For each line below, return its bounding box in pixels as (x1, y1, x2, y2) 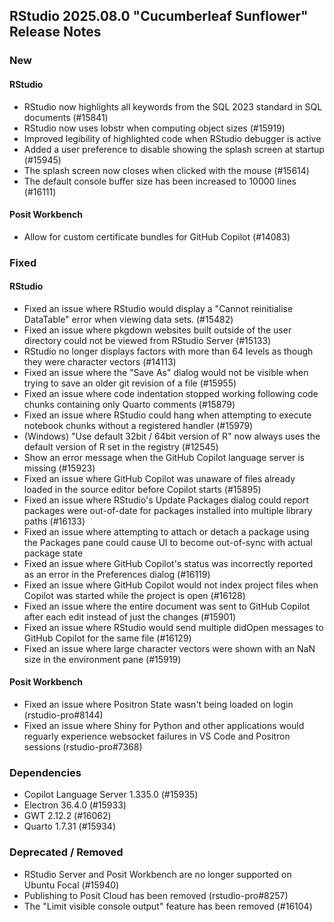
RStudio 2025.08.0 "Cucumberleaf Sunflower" (9, 8, 309, 25)
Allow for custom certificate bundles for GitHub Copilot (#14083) (23, 230, 291, 243)
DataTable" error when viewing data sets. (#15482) (23, 313, 234, 325)
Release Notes (9, 24, 102, 41)
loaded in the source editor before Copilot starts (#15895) (23, 483, 262, 495)
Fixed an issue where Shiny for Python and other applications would (23, 720, 305, 732)
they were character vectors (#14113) (23, 355, 177, 368)
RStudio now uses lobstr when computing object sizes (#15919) (23, 122, 286, 134)
